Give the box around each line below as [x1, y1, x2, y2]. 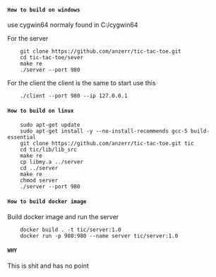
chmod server [20, 177, 59, 184]
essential [7, 134, 37, 141]
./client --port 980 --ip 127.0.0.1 [20, 92, 128, 99]
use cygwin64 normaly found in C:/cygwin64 [7, 20, 138, 29]
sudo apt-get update [20, 121, 80, 129]
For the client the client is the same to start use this [7, 79, 157, 87]
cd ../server [20, 165, 59, 172]
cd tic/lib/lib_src [20, 146, 78, 154]
